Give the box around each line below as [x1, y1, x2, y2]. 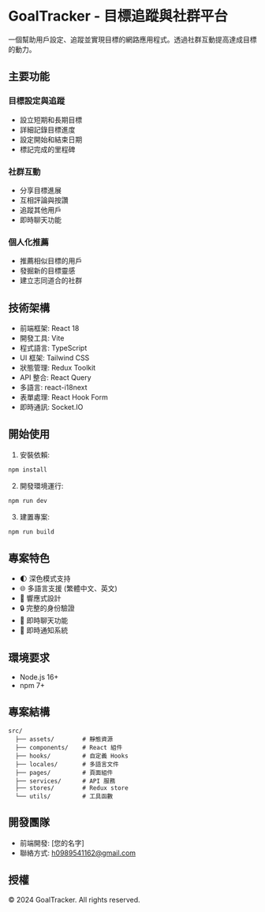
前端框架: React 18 [19, 324, 80, 333]
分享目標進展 [19, 185, 62, 195]
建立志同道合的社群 [19, 276, 83, 285]
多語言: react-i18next [19, 383, 88, 393]
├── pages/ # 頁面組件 [15, 769, 114, 776]
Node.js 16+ [19, 672, 59, 682]
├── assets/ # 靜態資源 [15, 735, 114, 743]
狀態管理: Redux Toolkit [19, 363, 96, 373]
